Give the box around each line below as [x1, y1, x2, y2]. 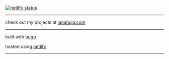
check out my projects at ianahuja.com [5, 19, 86, 25]
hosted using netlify [5, 43, 46, 49]
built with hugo [5, 34, 36, 40]
